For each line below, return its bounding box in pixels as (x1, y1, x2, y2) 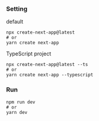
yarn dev (6, 109, 28, 115)
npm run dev (6, 99, 35, 105)
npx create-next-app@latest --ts (6, 61, 88, 68)
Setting (6, 5, 28, 13)
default (6, 18, 24, 25)
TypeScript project (6, 50, 51, 57)
